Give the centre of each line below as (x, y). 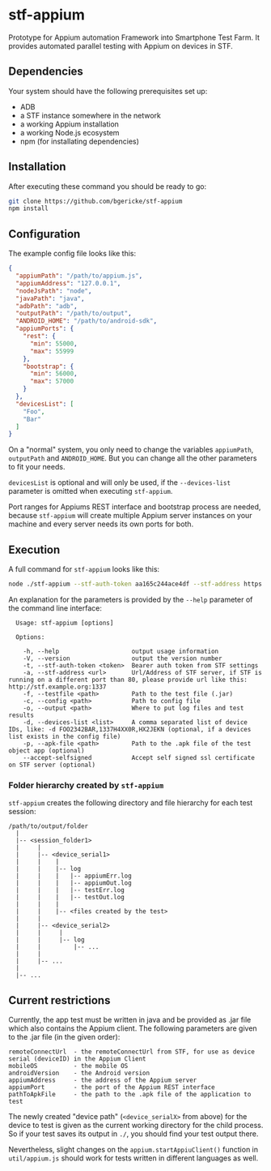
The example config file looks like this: (72, 254)
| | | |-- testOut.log (70, 898)
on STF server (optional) (52, 765)
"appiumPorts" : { (45, 329)
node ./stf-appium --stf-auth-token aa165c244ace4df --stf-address (125, 584)
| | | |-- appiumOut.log (74, 883)
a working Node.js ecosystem (70, 132)
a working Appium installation (70, 124)
